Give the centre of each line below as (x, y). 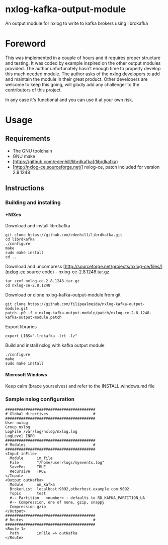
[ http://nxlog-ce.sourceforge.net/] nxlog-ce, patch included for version (86, 167)
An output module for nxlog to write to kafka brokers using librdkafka (77, 23)
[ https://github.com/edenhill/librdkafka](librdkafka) (65, 161)
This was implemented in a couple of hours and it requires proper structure (83, 58)
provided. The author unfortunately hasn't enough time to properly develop (83, 68)
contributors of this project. (33, 90)
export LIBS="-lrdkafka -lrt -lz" (41, 336)
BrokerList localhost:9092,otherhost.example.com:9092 (69, 489)
